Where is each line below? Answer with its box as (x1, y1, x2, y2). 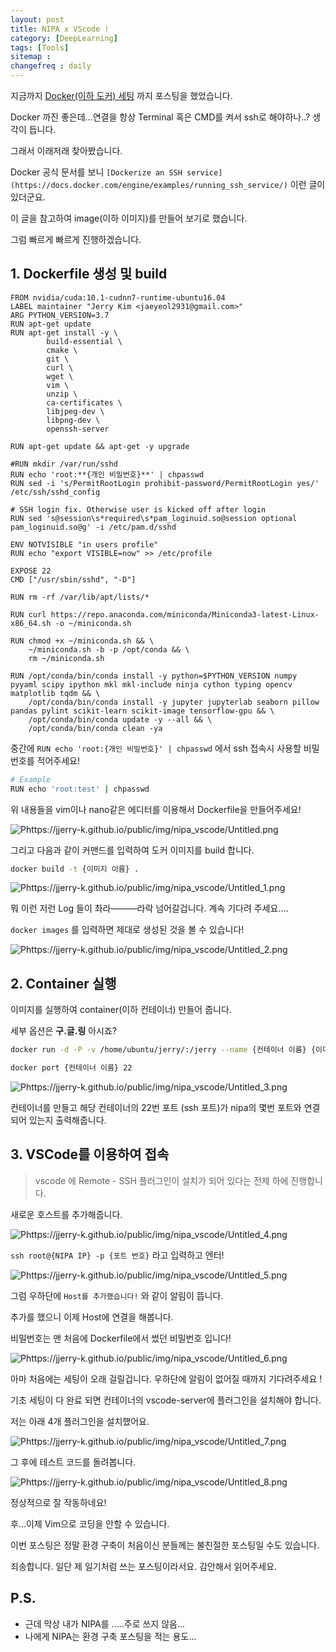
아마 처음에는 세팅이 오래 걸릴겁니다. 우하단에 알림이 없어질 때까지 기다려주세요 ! (10, 1372, 323, 1385)
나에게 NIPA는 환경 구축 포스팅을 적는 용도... (24, 1630, 197, 1642)
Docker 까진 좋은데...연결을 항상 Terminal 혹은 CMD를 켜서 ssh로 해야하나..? (10, 111, 311, 123)
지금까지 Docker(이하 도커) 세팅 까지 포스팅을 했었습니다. (10, 90, 233, 101)
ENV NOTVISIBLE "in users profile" (10, 539, 159, 550)
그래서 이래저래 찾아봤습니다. (10, 145, 123, 156)
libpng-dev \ (46, 415, 101, 425)
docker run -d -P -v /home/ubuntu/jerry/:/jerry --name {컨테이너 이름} (10, 1045, 307, 1055)
